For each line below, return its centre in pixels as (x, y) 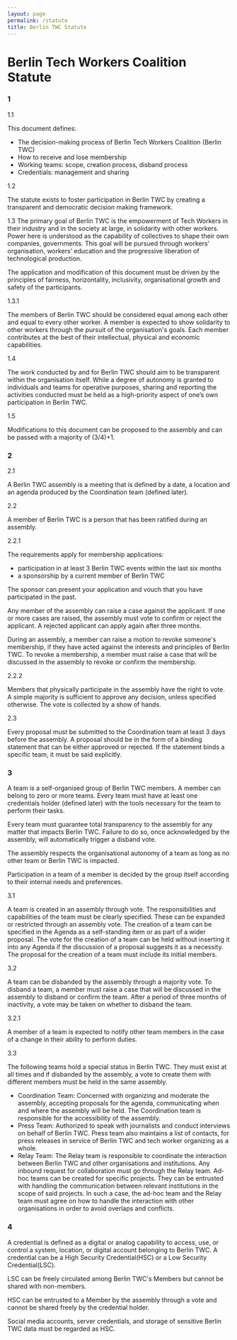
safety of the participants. (45, 287)
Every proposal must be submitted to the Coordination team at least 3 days (116, 732)
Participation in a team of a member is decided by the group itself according (118, 874)
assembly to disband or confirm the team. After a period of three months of (117, 997)
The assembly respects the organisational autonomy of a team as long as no (118, 853)
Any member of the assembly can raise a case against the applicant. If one (116, 611)
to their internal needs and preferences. (65, 882)
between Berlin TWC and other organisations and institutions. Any (114, 1163)
